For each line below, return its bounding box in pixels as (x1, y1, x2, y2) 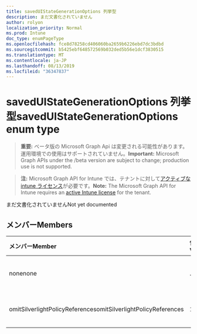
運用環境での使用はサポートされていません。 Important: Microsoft (20, 150, 179, 157)
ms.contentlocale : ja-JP (6, 57, 67, 63)
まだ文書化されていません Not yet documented (6, 201, 117, 208)
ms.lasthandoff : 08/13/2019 (6, 63, 75, 69)
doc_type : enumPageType (6, 36, 64, 42)
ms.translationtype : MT (6, 52, 64, 58)
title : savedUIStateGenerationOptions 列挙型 (6, 8, 117, 15)
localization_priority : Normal (6, 25, 83, 31)
